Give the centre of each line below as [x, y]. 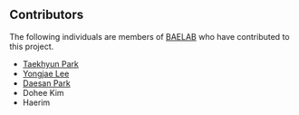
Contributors [47, 15]
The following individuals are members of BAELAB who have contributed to [149, 36]
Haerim [36, 102]
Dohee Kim [43, 92]
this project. [32, 46]
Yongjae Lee [46, 73]
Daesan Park [46, 83]
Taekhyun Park [50, 63]
